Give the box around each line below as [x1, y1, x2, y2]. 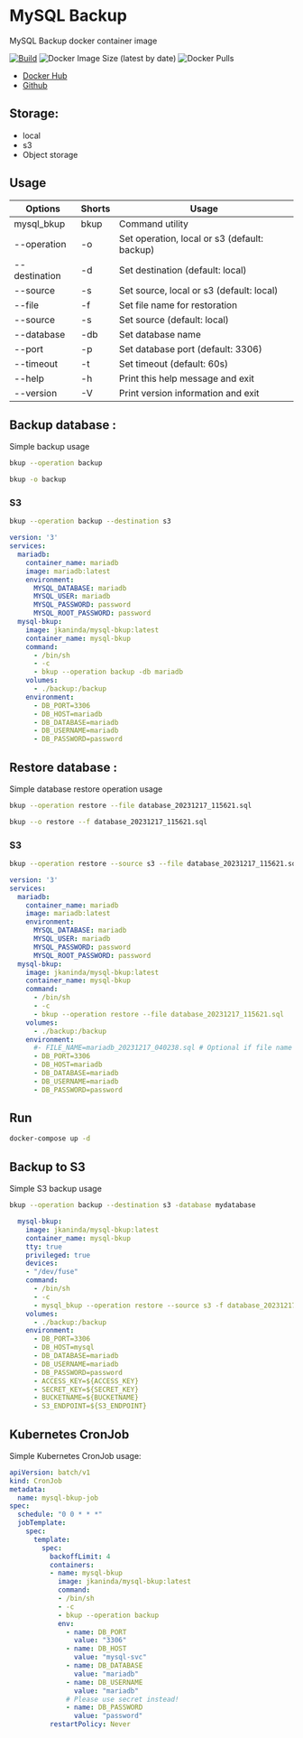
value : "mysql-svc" [73, 1653, 147, 1662]
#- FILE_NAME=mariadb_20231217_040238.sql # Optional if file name [32, 1044, 293, 1053]
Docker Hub [22, 70, 68, 81]
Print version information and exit [118, 386, 260, 399]
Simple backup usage [9, 441, 90, 452]
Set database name [118, 328, 201, 340]
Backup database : [9, 417, 117, 432]
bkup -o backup [9, 475, 67, 484]
